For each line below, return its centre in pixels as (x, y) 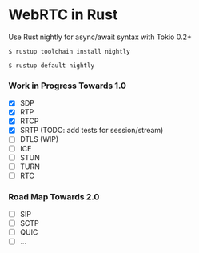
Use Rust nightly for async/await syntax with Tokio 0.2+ (100, 37)
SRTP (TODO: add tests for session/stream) (92, 131)
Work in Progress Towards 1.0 (67, 86)
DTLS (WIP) (39, 139)
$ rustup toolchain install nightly (69, 51)
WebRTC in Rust (63, 15)
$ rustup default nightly (51, 66)
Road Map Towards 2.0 (54, 196)
